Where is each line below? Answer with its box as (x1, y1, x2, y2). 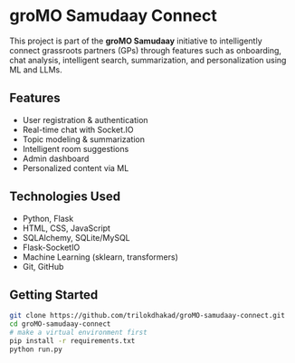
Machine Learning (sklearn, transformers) (22, 251, 179, 263)
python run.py (9, 345, 63, 354)
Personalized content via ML (22, 162, 129, 173)
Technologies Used (9, 189, 120, 205)
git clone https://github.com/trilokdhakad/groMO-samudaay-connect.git (9, 311, 285, 320)
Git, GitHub (22, 261, 64, 272)
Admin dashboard (22, 153, 90, 164)
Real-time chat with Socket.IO (22, 124, 134, 135)
